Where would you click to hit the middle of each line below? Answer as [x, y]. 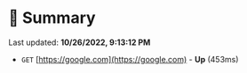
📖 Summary [52, 18]
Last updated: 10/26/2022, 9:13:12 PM [80, 42]
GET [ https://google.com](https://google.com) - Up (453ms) [130, 59]
